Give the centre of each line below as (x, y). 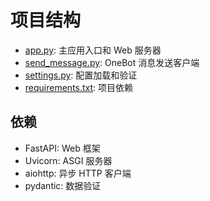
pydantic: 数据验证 (63, 185)
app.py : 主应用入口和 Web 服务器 (93, 50)
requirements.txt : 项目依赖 (79, 87)
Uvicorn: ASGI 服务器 (68, 160)
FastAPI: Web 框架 (62, 148)
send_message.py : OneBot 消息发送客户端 (112, 62)
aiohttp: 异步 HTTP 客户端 (78, 173)
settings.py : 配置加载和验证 (81, 75)
